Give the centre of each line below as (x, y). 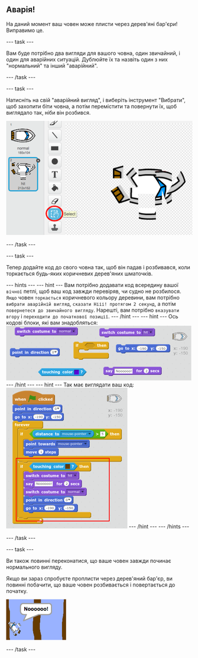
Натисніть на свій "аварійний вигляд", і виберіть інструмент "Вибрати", (96, 100)
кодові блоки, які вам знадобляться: (52, 323)
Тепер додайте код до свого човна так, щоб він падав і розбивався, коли (98, 267)
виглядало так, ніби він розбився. (48, 112)
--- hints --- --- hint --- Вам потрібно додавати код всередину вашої (92, 285)
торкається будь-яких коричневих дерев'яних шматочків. (79, 273)
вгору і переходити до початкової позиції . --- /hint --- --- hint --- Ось (92, 316)
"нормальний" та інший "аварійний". (52, 66)
